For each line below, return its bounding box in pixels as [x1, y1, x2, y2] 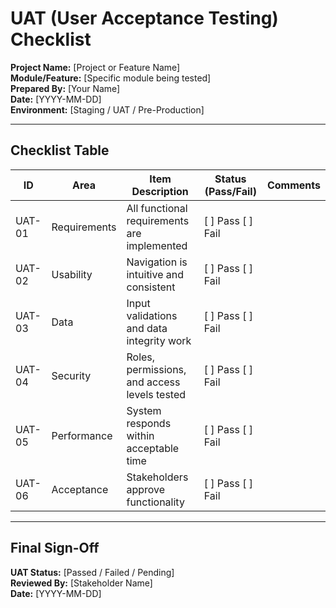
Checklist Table [10, 142, 110, 159]
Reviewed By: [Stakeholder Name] [10, 577, 153, 589]
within [126, 428, 155, 442]
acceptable [126, 441, 180, 455]
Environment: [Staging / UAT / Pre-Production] [10, 103, 205, 116]
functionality [126, 495, 185, 509]
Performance [51, 428, 113, 442]
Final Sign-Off [10, 540, 100, 557]
